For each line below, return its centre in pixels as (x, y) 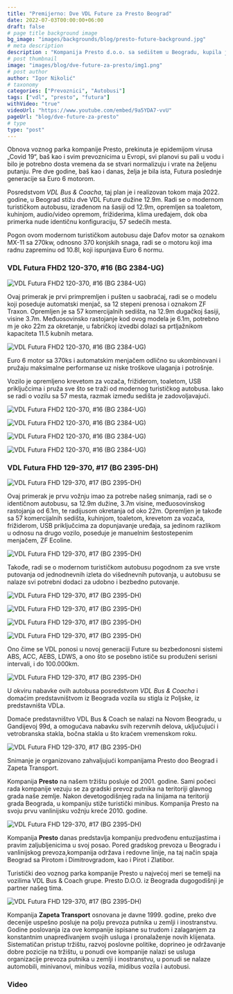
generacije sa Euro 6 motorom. (51, 179)
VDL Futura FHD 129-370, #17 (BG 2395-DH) (83, 468)
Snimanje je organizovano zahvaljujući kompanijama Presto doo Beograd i (113, 760)
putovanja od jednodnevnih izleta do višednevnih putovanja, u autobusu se (114, 574)
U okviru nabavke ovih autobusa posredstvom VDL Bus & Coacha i (103, 690)
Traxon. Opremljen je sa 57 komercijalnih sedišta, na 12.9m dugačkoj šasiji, (114, 311)
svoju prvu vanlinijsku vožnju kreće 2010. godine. (77, 811)
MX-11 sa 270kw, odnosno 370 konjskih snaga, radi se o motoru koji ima (110, 243)
